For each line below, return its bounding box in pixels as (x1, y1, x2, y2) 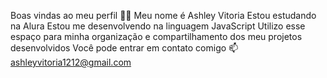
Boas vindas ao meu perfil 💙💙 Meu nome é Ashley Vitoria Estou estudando (10, 10, 317, 21)
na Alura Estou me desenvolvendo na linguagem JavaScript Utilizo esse (10, 20, 306, 32)
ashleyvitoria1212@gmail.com (10, 56, 132, 68)
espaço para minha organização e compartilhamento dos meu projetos (10, 31, 303, 42)
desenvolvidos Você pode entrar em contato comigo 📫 (10, 42, 239, 54)
